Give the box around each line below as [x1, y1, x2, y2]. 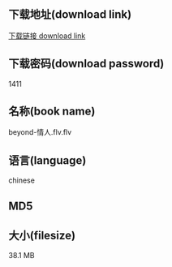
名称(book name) [8, 105, 96, 118]
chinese [8, 175, 35, 185]
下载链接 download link [8, 31, 86, 41]
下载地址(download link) [8, 7, 132, 22]
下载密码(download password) [8, 57, 165, 71]
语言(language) [8, 153, 87, 167]
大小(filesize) [8, 229, 75, 243]
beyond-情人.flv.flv [8, 127, 72, 137]
